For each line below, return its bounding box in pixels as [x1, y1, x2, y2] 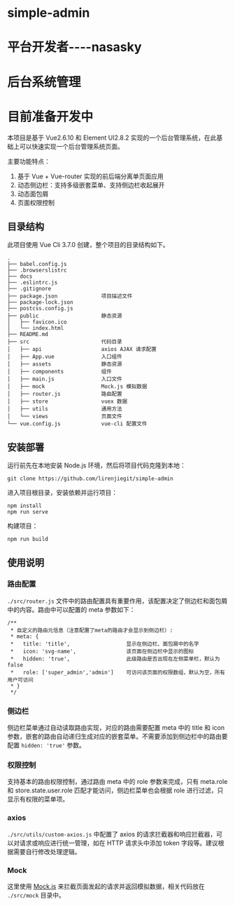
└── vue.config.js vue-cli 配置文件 [7, 420, 148, 427]
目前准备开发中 [7, 109, 94, 124]
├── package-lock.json [7, 299, 73, 306]
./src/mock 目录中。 [7, 891, 65, 899]
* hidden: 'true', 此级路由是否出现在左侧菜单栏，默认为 [10, 655, 220, 662]
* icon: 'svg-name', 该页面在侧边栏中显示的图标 [10, 648, 194, 655]
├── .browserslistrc [7, 267, 68, 274]
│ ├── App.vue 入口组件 [7, 353, 122, 361]
